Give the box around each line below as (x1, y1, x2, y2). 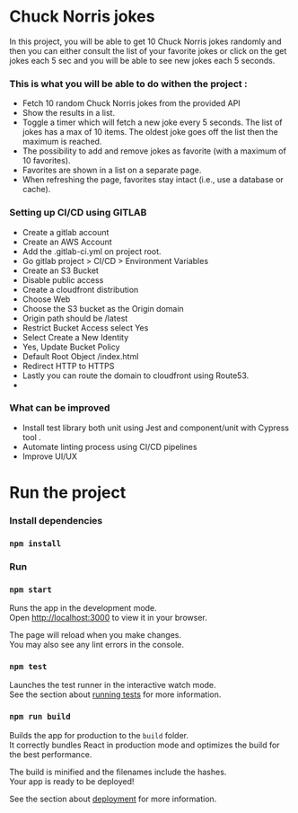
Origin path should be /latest (22, 313, 128, 323)
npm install (9, 538, 62, 549)
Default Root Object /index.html (22, 350, 139, 361)
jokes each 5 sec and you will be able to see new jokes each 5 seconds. (9, 55, 276, 66)
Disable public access (22, 274, 104, 285)
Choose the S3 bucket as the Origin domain (22, 303, 184, 314)
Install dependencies (9, 514, 103, 526)
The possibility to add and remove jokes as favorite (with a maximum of (22, 146, 287, 156)
